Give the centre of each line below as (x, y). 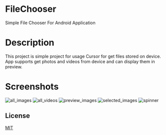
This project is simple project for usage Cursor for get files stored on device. (83, 56)
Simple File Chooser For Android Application (50, 23)
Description (30, 43)
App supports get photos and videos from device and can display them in (80, 61)
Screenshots (32, 87)
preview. (14, 67)
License (18, 116)
